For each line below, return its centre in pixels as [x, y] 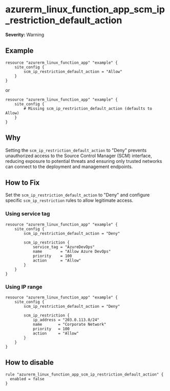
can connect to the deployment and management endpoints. [69, 166]
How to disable [29, 362]
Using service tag [28, 214]
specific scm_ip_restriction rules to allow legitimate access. [69, 200]
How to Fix [23, 183]
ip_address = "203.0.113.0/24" [66, 320]
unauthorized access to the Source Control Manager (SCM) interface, [79, 156]
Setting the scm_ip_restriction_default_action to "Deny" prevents [76, 150]
